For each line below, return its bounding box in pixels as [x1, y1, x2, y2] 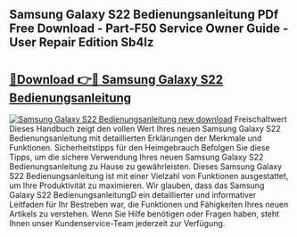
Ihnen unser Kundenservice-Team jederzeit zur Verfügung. [9, 218, 226, 228]
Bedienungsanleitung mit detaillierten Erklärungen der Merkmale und [9, 133, 262, 143]
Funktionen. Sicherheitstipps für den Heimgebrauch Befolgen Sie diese [9, 143, 270, 152]
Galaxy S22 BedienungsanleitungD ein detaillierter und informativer [9, 190, 257, 200]
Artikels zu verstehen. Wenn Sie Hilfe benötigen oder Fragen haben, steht [9, 208, 279, 219]
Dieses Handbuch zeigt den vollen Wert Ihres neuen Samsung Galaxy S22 [9, 124, 281, 134]
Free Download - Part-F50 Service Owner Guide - [9, 21, 289, 37]
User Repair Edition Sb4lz [9, 35, 154, 50]
